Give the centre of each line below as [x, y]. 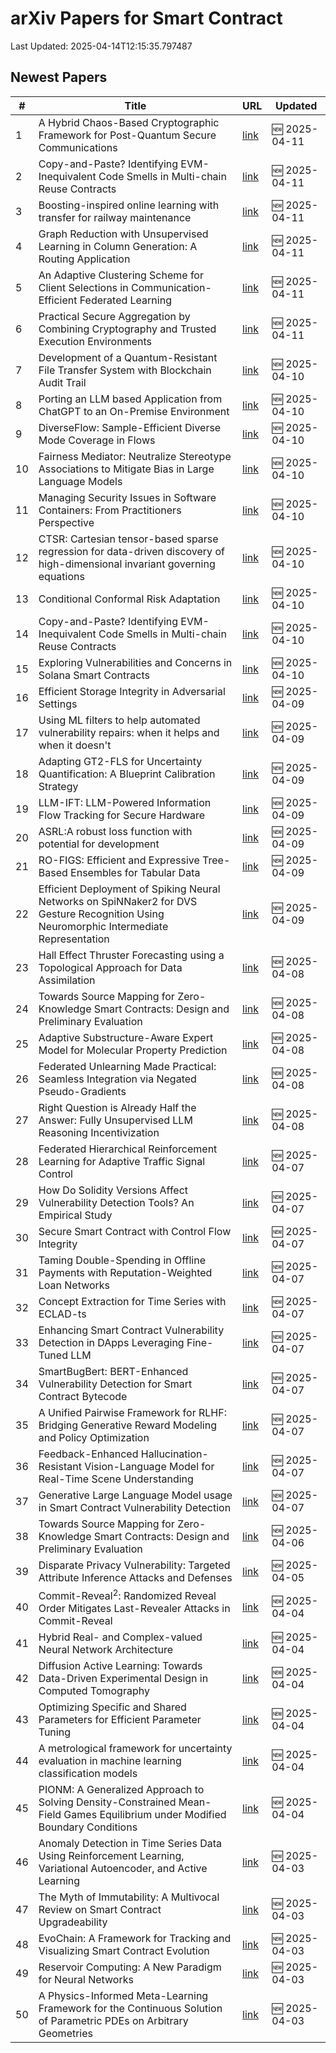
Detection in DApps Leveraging [111, 1342]
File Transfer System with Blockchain [125, 370]
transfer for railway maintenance [115, 217]
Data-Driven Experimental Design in [123, 1679]
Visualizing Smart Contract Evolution [124, 1951]
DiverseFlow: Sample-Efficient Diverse [130, 427]
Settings [58, 704]
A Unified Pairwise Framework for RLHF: [132, 1412]
